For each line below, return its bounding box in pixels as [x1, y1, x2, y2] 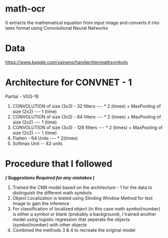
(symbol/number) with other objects [12, 221, 87, 227]
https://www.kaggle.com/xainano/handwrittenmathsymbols [5, 59, 128, 65]
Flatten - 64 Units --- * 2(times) [12, 135, 78, 141]
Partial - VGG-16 [5, 93, 39, 99]
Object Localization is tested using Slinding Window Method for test [12, 195, 153, 201]
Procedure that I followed [5, 158, 113, 169]
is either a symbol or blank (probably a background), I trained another [12, 211, 156, 217]
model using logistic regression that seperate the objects [12, 216, 130, 222]
